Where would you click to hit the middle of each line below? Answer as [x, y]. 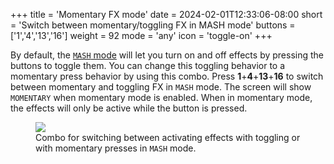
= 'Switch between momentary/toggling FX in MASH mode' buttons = [153, 25]
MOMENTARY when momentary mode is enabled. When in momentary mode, [161, 97]
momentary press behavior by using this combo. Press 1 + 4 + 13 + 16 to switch [167, 76]
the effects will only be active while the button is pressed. [129, 108]
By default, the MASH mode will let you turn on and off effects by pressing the [167, 55]
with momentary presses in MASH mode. [116, 148]
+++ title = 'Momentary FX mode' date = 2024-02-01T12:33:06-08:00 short [166, 14]
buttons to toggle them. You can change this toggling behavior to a [148, 65]
